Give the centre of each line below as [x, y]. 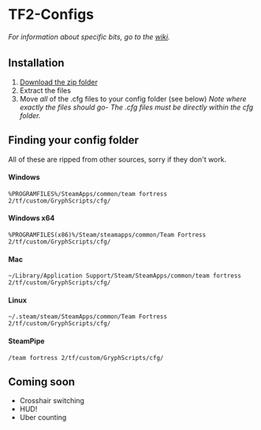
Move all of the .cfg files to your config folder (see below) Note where [133, 98]
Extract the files [45, 90]
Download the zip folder [59, 82]
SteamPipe [26, 341]
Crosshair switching [52, 401]
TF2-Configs [51, 15]
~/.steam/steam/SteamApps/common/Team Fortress [88, 317]
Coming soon [42, 382]
